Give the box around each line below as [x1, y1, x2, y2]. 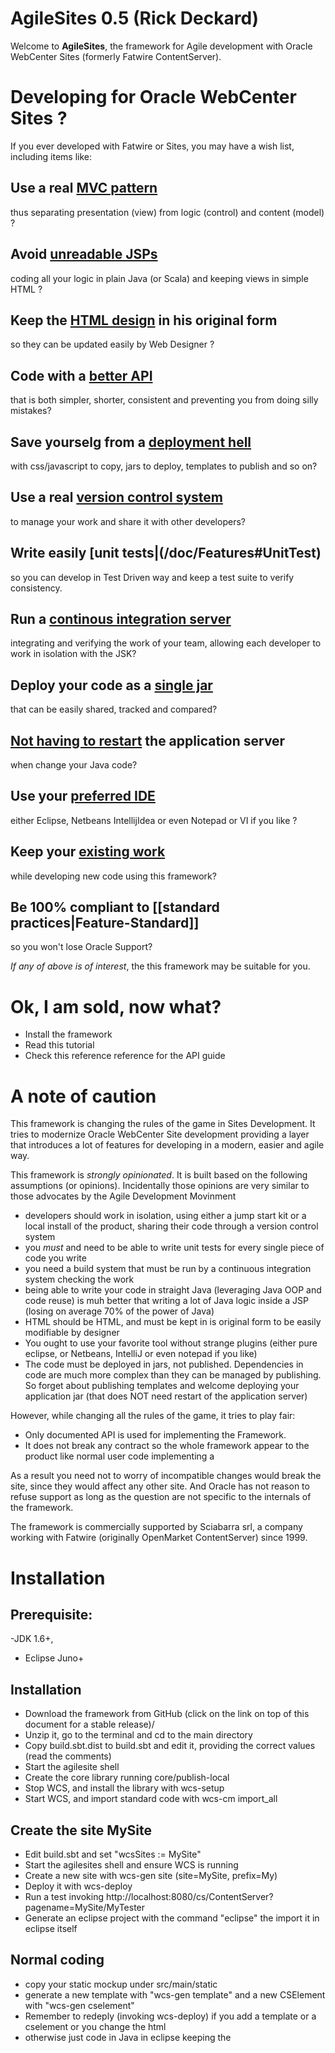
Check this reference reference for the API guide [24, 1050, 226, 1062]
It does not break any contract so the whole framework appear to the [24, 1440, 310, 1452]
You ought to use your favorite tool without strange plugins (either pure [24, 1337, 318, 1349]
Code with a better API [10, 367, 153, 384]
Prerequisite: [10, 1606, 93, 1623]
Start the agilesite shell [24, 1761, 120, 1773]
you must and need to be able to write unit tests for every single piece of [24, 1242, 325, 1254]
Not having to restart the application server [10, 732, 286, 749]
